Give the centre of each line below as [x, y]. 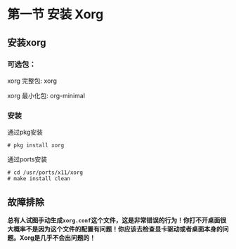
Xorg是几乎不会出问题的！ [58, 237]
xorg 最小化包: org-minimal [46, 95]
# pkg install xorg [36, 146]
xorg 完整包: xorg [32, 81]
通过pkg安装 [25, 132]
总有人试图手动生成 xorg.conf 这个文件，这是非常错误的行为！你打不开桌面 [114, 220]
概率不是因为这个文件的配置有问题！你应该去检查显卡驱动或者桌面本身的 [118, 229]
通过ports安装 [27, 159]
